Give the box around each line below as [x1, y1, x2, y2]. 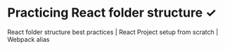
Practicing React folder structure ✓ [7, 5, 217, 21]
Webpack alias [7, 35, 50, 43]
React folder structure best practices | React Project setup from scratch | [7, 28, 219, 36]
